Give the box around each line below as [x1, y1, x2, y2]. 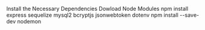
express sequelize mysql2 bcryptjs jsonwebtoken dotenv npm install [6, 11, 179, 19]
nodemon [17, 18, 42, 25]
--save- [179, 11, 199, 19]
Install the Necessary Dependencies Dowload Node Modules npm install [6, 5, 188, 12]
